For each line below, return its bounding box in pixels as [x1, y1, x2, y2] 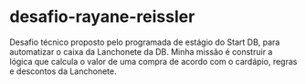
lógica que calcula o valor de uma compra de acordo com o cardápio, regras [9, 56, 298, 67]
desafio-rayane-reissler [9, 6, 195, 27]
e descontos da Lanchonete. [9, 66, 117, 77]
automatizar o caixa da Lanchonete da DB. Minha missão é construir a [9, 46, 273, 57]
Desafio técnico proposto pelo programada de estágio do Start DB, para [9, 37, 280, 47]
